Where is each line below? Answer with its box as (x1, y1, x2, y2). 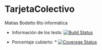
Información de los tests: (11, 29, 63, 35)
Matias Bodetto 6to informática (4, 20, 68, 26)
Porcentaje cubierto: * (11, 39, 57, 45)
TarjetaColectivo (4, 3, 75, 15)
